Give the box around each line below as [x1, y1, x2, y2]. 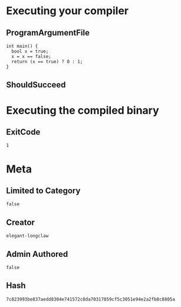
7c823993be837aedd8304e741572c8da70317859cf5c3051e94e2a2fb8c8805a [6, 296, 176, 302]
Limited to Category [6, 185, 81, 195]
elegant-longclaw [6, 233, 49, 239]
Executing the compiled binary [6, 103, 159, 117]
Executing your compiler [6, 4, 129, 18]
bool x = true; [11, 48, 49, 54]
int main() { [6, 43, 38, 49]
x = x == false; [11, 54, 51, 60]
